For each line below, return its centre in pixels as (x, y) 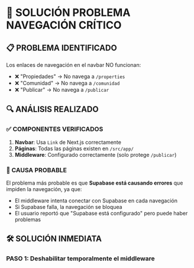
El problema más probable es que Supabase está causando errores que (95, 183)
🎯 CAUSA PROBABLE (36, 170)
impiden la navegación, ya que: (44, 189)
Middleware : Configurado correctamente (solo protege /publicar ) (96, 154)
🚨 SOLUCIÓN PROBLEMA (68, 13)
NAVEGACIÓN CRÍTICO (64, 25)
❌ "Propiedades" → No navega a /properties (70, 76)
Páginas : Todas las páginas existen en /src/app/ (74, 148)
